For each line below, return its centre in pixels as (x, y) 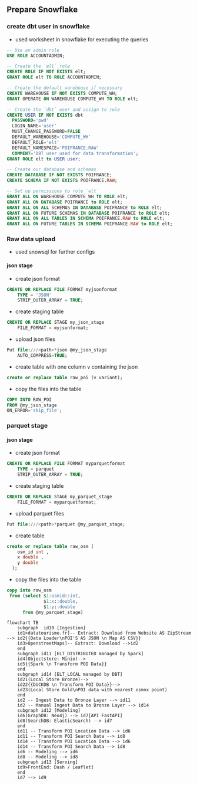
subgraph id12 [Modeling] (49, 711)
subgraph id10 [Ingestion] (51, 628)
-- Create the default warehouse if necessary (65, 88)
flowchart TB (23, 623)
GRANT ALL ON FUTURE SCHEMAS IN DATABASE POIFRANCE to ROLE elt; (88, 213)
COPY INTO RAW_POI (29, 400)
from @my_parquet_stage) (53, 612)
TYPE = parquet (36, 469)
